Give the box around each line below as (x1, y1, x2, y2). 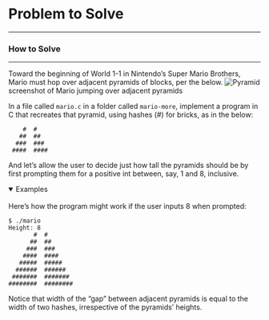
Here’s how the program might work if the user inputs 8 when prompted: (8, 202, 247, 211)
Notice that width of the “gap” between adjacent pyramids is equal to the (8, 294, 249, 304)
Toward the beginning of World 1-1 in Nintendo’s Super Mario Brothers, (8, 69, 241, 78)
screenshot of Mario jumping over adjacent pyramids (8, 86, 183, 96)
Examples (15, 185, 48, 194)
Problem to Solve (8, 5, 124, 23)
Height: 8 (8, 224, 42, 232)
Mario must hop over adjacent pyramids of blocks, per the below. (8, 78, 223, 87)
